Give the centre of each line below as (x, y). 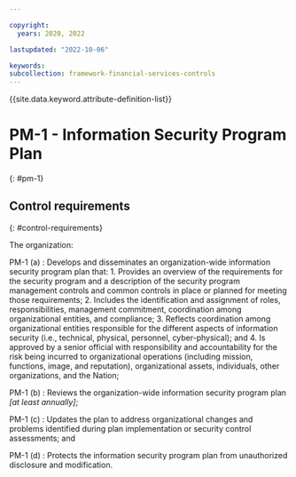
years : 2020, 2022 (51, 33)
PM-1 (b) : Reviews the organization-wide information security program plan (148, 393)
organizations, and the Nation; (64, 375)
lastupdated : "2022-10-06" (59, 50)
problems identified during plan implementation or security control (130, 428)
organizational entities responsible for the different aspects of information (144, 328)
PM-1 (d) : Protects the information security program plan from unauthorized (148, 455)
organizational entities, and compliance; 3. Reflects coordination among (140, 318)
